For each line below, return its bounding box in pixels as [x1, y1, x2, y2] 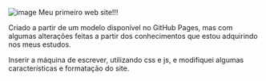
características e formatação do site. [8, 64, 130, 73]
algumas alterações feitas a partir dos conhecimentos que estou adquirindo [8, 32, 258, 40]
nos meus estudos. [8, 40, 71, 49]
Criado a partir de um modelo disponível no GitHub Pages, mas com [8, 23, 233, 32]
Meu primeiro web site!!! [38, 8, 119, 17]
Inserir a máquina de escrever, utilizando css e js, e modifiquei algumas [8, 56, 244, 64]
